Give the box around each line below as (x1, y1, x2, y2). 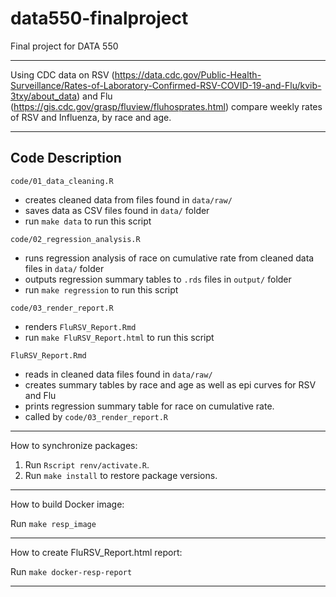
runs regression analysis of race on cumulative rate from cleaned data (24, 252, 315, 264)
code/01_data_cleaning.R (10, 176, 114, 186)
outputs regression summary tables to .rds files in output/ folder (24, 273, 292, 285)
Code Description (10, 150, 122, 167)
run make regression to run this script (24, 283, 179, 296)
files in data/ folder (24, 262, 105, 274)
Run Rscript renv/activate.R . (24, 458, 150, 471)
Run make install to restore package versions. (24, 469, 218, 481)
